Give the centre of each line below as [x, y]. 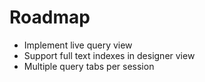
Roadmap [50, 17]
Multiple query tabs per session [89, 66]
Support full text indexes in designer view [109, 55]
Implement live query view [78, 45]
